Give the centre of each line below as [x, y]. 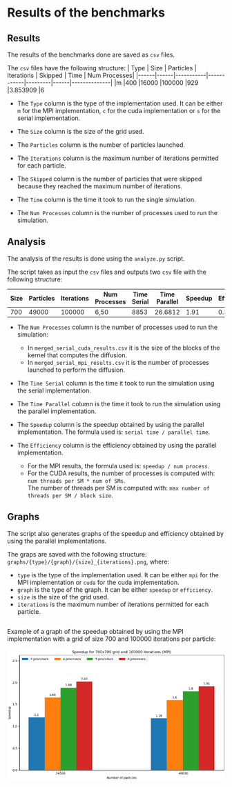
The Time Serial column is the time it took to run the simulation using [116, 383]
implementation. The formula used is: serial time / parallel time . [114, 432]
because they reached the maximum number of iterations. [100, 186]
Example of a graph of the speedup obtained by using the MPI [96, 632]
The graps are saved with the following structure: [77, 554]
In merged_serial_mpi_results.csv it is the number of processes [118, 363]
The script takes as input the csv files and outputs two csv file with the [107, 272]
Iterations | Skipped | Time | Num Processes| [71, 75]
